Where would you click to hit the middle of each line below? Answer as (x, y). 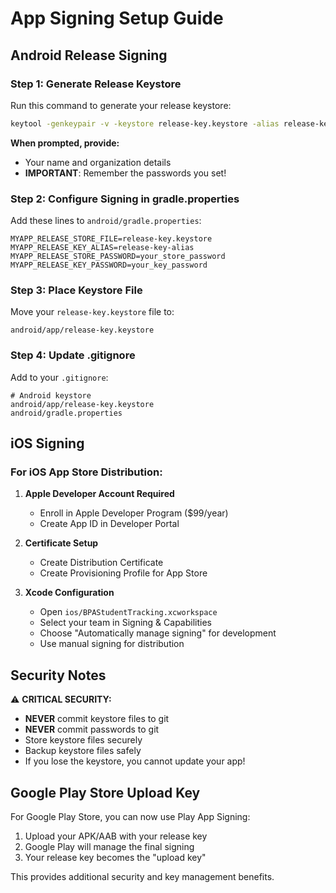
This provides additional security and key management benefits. (142, 876)
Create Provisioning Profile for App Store (123, 573)
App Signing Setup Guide (117, 18)
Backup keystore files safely (83, 751)
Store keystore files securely (83, 740)
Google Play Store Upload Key (105, 792)
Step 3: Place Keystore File (76, 290)
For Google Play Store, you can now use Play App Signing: (130, 816)
